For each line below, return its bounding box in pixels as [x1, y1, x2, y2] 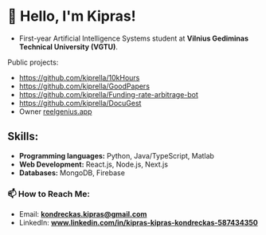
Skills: [7, 130, 39, 143]
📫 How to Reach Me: [7, 188, 91, 199]
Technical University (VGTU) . [18, 41, 119, 51]
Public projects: [7, 57, 59, 67]
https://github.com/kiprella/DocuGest [18, 98, 142, 108]
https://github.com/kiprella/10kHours [18, 72, 140, 82]
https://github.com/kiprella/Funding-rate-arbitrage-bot [18, 89, 198, 99]
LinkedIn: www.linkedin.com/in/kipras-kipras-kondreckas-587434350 [18, 218, 258, 228]
